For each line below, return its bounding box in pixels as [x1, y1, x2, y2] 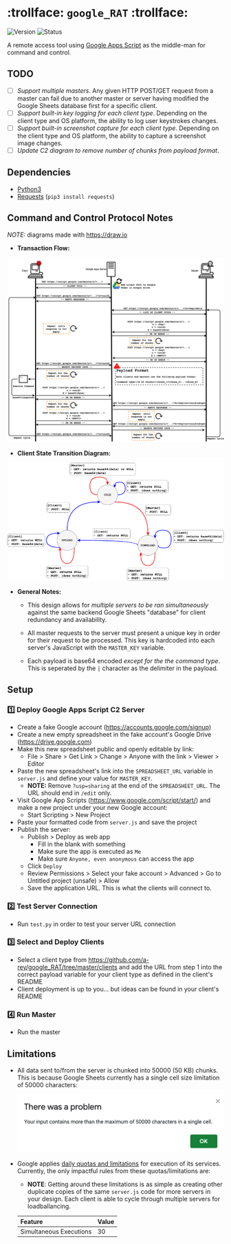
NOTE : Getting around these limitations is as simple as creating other [27, 1180, 223, 1188]
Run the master [16, 1028, 60, 1036]
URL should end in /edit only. [27, 789, 112, 797]
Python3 [16, 184, 41, 193]
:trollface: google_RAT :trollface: [7, 5, 188, 21]
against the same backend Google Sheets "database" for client [27, 608, 206, 616]
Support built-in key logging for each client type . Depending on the [16, 109, 208, 117]
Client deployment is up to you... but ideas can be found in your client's [16, 985, 219, 993]
